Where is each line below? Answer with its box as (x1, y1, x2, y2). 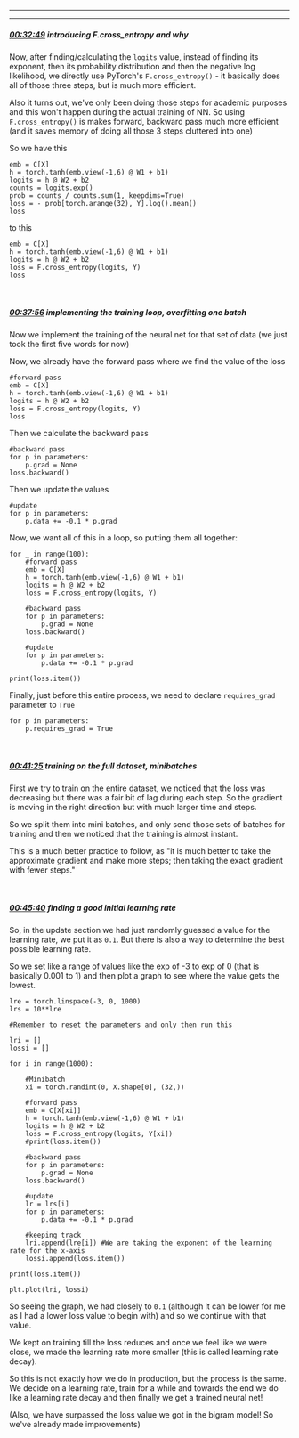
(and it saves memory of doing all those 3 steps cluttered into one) (9, 126, 254, 136)
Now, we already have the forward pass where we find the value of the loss (9, 355, 286, 366)
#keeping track (25, 1231, 82, 1239)
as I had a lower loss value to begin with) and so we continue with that (9, 1310, 267, 1320)
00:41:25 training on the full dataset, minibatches (9, 760, 198, 771)
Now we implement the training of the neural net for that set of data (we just (9, 329, 287, 339)
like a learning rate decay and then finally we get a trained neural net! (9, 1392, 263, 1402)
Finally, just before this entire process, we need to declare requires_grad (9, 689, 276, 700)
